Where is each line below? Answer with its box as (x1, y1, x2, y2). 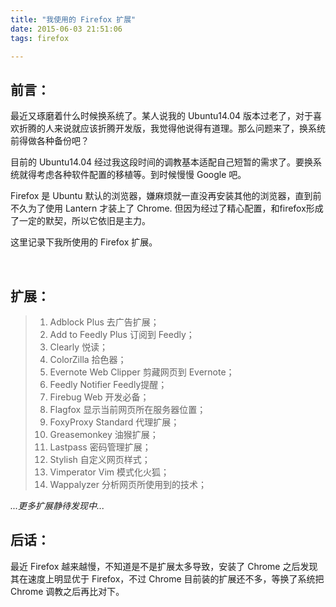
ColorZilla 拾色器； (49, 354, 127, 365)
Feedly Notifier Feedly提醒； (49, 379, 168, 390)
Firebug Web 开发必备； (49, 391, 150, 403)
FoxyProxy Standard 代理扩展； (49, 416, 180, 428)
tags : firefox (10, 33, 70, 43)
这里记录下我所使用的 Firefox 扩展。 (10, 236, 158, 248)
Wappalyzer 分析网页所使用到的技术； (49, 479, 207, 490)
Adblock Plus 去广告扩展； (49, 316, 160, 328)
